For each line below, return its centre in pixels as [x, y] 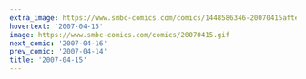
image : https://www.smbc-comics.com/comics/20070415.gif [120, 35]
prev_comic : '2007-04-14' [58, 52]
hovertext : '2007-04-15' [56, 26]
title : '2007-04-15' [49, 60]
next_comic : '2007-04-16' [58, 43]
